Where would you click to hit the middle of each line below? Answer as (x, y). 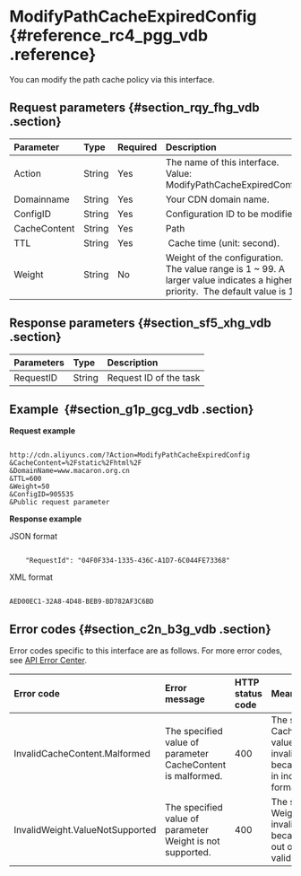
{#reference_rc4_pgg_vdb (109, 35)
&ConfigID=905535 (42, 495)
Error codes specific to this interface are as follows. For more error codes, (146, 651)
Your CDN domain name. (217, 199)
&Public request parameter (60, 503)
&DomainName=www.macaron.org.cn (69, 471)
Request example (43, 431)
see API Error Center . (48, 661)
